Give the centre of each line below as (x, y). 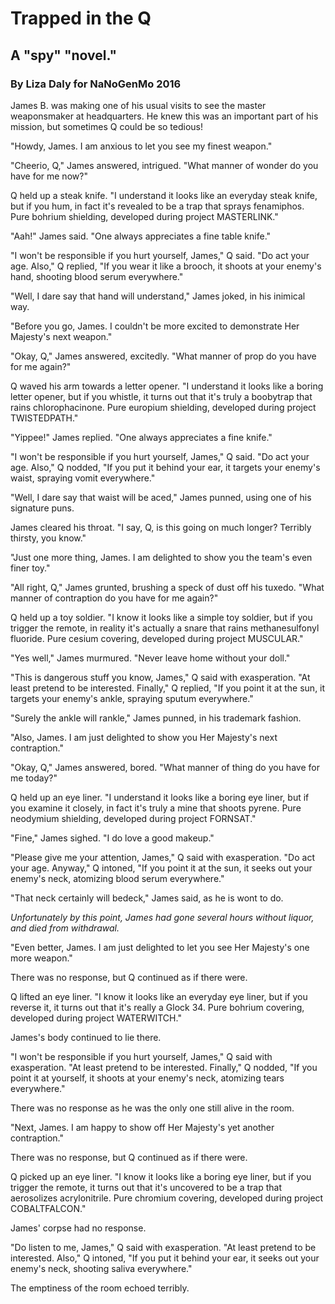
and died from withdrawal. (65, 928)
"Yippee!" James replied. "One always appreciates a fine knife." (141, 437)
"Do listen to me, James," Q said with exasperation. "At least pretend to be (163, 1247)
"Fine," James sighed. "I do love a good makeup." (112, 838)
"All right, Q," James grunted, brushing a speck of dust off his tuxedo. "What (167, 587)
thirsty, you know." (48, 538)
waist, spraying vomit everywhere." (83, 478)
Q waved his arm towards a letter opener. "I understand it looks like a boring (167, 386)
